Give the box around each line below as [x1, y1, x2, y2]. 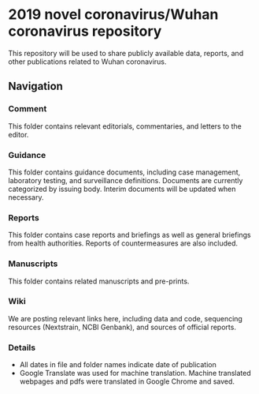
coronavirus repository [8, 22, 162, 40]
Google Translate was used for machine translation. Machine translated [19, 369, 252, 378]
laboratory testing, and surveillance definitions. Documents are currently [8, 175, 243, 185]
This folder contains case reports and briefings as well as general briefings [8, 231, 251, 240]
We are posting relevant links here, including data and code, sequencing [8, 313, 242, 323]
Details [8, 342, 36, 353]
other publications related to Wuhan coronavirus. [8, 57, 167, 66]
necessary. [8, 192, 45, 202]
